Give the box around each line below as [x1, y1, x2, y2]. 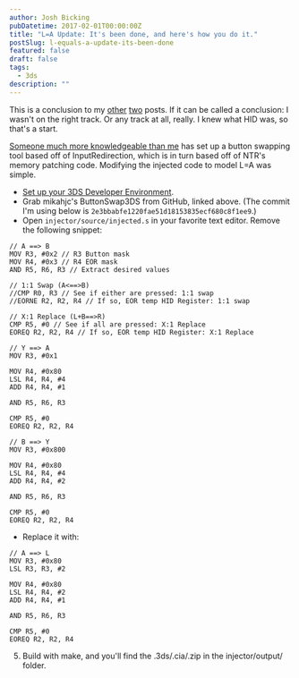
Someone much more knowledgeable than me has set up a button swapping [9, 140, 291, 151]
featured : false [9, 47, 70, 55]
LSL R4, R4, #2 [9, 588, 66, 597]
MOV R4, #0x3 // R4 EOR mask [9, 257, 118, 267]
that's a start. [9, 123, 58, 134]
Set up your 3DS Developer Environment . [21, 186, 175, 197]
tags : [9, 64, 30, 72]
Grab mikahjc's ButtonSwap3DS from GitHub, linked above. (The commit [21, 196, 290, 207]
